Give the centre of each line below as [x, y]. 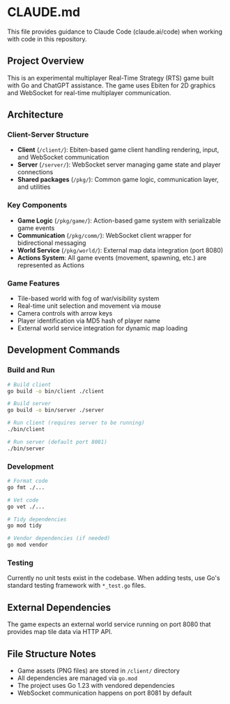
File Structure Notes [52, 654]
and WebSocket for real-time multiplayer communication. [89, 92]
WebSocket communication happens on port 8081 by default [104, 693]
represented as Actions [51, 265]
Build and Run [31, 370]
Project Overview [46, 61]
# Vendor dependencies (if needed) [59, 538]
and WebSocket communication [63, 157]
